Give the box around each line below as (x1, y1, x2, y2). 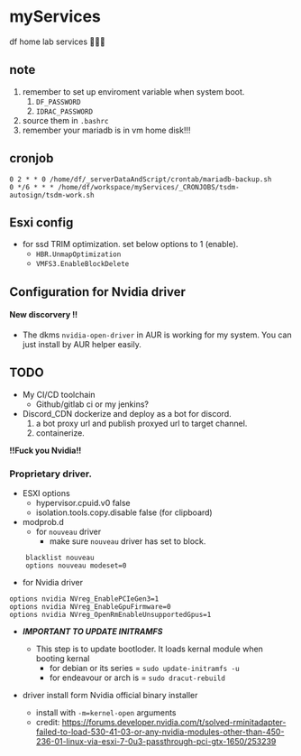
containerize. (35, 427, 86, 438)
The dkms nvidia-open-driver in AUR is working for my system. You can (22, 329, 292, 340)
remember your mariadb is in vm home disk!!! (22, 124, 191, 135)
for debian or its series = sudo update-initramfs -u (49, 663, 241, 674)
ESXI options (22, 488, 70, 499)
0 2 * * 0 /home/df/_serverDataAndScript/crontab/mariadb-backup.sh (9, 174, 272, 184)
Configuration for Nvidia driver (9, 284, 187, 300)
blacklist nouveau (25, 553, 95, 563)
